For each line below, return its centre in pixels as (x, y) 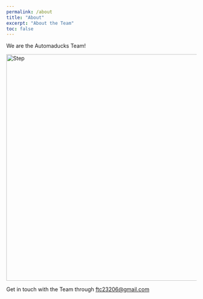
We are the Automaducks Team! (46, 46)
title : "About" (25, 18)
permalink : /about (29, 12)
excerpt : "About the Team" (40, 23)
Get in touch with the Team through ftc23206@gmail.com (78, 289)
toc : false (20, 29)
